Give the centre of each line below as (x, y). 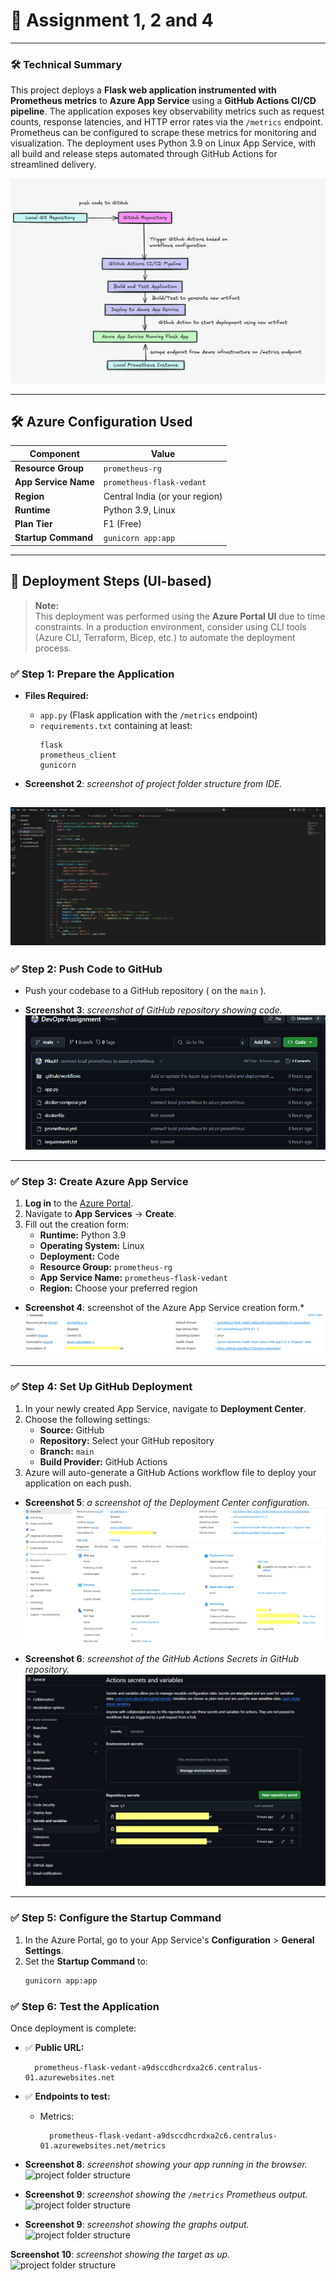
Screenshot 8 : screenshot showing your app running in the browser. (166, 2164)
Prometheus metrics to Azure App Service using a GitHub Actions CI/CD (163, 101)
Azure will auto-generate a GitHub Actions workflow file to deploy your (170, 1472)
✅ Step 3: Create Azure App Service (99, 1181)
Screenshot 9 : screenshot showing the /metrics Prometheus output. (166, 2194)
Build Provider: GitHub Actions (103, 1461)
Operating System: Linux (92, 1245)
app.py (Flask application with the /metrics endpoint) (148, 715)
